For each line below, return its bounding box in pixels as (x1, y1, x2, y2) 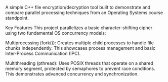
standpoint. (5, 15, 29, 21)
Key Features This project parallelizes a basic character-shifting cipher (5, 25, 153, 31)
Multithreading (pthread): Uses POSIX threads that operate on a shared (5, 60, 153, 66)
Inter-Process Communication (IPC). (5, 50, 81, 56)
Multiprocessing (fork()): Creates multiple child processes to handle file (5, 40, 154, 46)
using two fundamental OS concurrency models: (5, 30, 106, 36)
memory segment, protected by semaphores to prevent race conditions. (5, 65, 155, 71)
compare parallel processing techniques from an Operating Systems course (5, 10, 163, 16)
